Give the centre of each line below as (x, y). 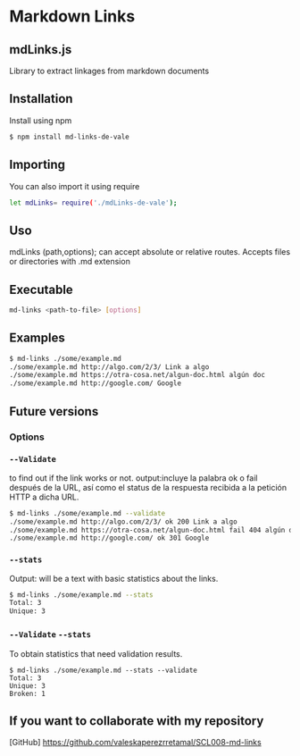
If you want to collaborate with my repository (137, 721)
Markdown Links (72, 17)
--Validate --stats (50, 635)
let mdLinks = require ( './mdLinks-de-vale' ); (93, 203)
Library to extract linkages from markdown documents (109, 71)
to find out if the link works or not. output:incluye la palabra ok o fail (133, 478)
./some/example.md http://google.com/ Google (95, 383)
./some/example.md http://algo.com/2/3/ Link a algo (109, 367)
